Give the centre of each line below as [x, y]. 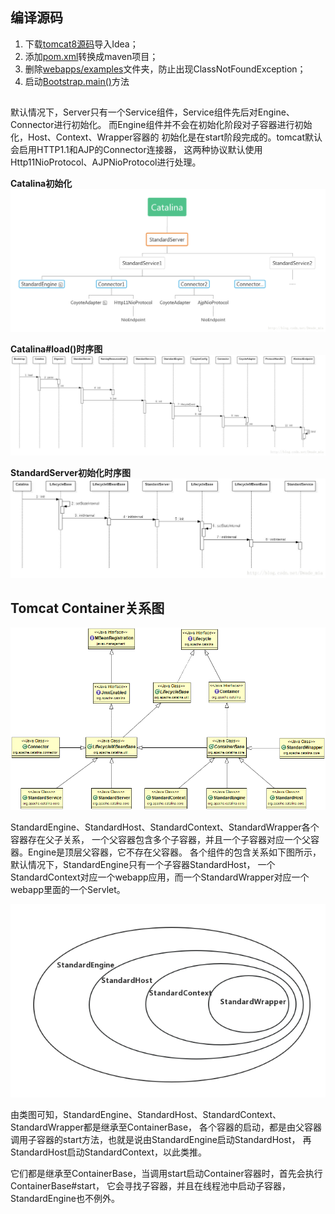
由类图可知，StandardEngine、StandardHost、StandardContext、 [146, 1114]
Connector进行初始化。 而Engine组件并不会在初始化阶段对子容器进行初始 [161, 125]
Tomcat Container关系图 [87, 608]
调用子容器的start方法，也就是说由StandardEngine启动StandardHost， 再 [161, 1139]
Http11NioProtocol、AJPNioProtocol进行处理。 [106, 162]
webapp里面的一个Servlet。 [68, 889]
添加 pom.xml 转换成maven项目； [91, 56]
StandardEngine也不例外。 [65, 1198]
